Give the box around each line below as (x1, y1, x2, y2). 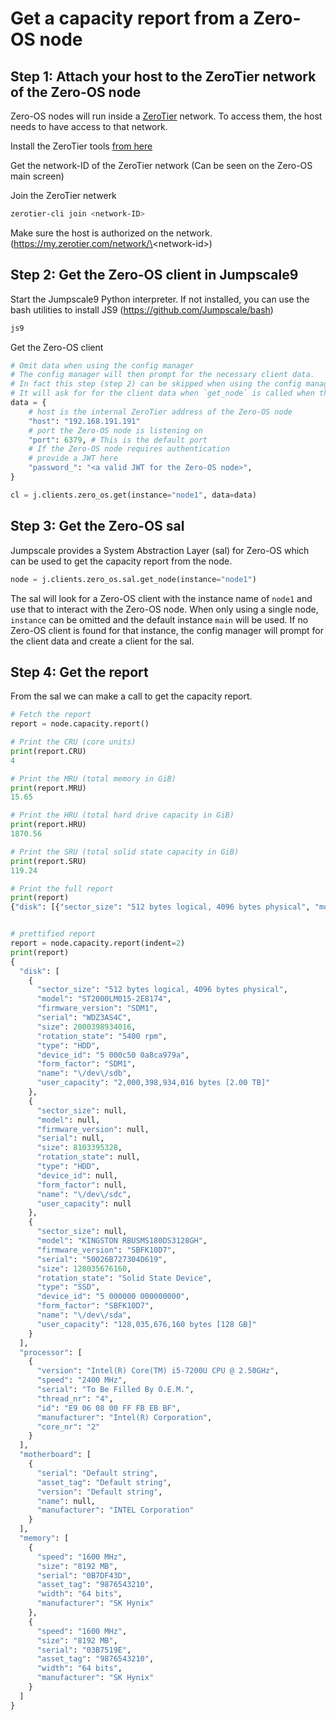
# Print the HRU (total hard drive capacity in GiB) (10, 810, 235, 821)
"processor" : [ (19, 1347, 83, 1357)
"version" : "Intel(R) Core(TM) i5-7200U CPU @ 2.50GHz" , (36, 1366, 280, 1376)
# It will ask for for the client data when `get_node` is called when (10, 388, 315, 399)
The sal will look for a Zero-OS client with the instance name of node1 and (10, 592, 313, 604)
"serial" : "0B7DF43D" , (36, 1570, 132, 1581)
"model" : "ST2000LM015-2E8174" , (36, 994, 172, 1004)
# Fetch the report (10, 710, 92, 720)
